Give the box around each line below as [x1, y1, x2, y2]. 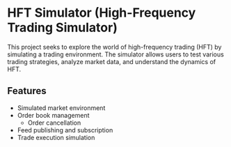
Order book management [17, 111, 90, 119]
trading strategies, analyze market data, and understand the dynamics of [7, 57, 216, 65]
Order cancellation [27, 118, 81, 127]
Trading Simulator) [7, 20, 118, 36]
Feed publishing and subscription [17, 125, 113, 134]
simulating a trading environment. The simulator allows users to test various [7, 50, 224, 59]
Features [7, 85, 47, 97]
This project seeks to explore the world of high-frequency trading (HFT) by [7, 42, 222, 51]
